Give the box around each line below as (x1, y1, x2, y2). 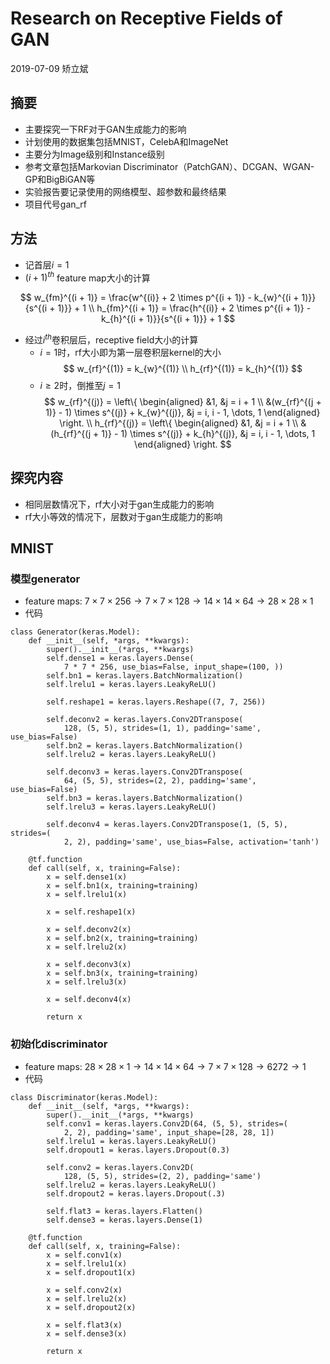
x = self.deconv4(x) (46, 995, 132, 1005)
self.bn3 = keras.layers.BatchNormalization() (46, 793, 244, 804)
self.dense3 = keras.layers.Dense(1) (46, 1215, 203, 1225)
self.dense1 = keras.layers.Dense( (46, 653, 195, 664)
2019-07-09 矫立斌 (10, 62, 89, 74)
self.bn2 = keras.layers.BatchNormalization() (46, 741, 244, 751)
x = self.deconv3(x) (46, 960, 132, 970)
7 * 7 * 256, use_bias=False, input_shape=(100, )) (63, 662, 284, 672)
